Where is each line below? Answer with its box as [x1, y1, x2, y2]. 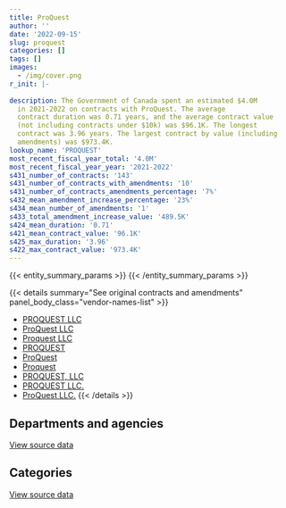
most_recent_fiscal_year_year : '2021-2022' [9, 162, 174, 171]
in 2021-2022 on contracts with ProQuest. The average [17, 104, 226, 113]
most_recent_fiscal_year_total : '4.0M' [9, 154, 158, 163]
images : [9, 63, 38, 72]
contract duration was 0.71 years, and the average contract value [17, 112, 274, 121]
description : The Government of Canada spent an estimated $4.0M [9, 96, 257, 105]
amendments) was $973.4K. [17, 137, 114, 146]
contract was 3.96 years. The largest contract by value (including [17, 129, 278, 138]
